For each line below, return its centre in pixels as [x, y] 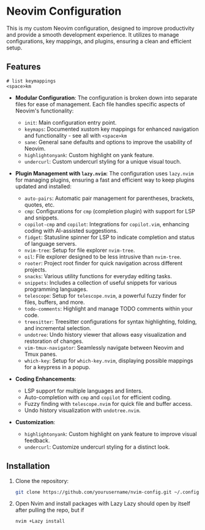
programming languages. [56, 289]
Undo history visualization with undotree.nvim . [82, 410]
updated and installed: [43, 186]
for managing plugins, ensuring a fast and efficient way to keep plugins [105, 180]
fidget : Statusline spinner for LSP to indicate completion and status [109, 237]
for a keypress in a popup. [57, 367]
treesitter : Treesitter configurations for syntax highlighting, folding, [110, 322]
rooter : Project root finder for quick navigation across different [103, 263]
